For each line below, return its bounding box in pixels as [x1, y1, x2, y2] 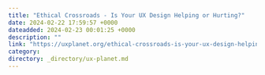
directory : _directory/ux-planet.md [8, 55, 129, 63]
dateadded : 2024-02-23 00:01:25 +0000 [8, 26, 136, 34]
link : [8, 41, 26, 48]
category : [8, 48, 41, 55]
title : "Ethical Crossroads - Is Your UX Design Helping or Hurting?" [8, 11, 245, 20]
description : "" [8, 33, 62, 41]
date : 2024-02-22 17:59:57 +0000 [8, 19, 118, 27]
